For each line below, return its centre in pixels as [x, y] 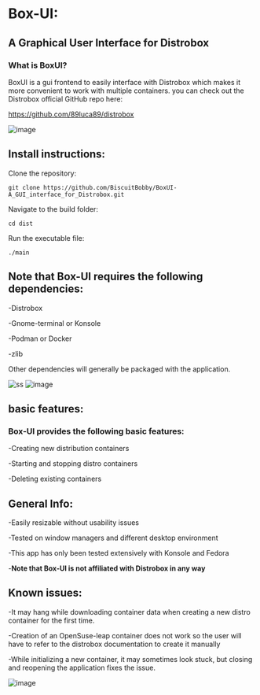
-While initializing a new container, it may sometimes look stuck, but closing [130, 659]
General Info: [40, 503]
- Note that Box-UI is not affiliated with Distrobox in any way [107, 568]
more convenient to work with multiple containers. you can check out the [126, 91]
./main [19, 253]
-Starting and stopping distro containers [73, 464]
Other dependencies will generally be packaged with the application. [119, 369]
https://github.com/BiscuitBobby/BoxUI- [110, 187]
